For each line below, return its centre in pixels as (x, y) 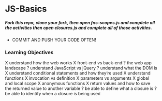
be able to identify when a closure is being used (53, 94)
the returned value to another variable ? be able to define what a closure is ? (81, 88)
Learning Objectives (29, 53)
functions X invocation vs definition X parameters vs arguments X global (77, 78)
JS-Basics (26, 9)
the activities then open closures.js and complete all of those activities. (79, 28)
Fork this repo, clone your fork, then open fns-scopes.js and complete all (80, 22)
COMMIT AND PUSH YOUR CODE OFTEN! (54, 40)
